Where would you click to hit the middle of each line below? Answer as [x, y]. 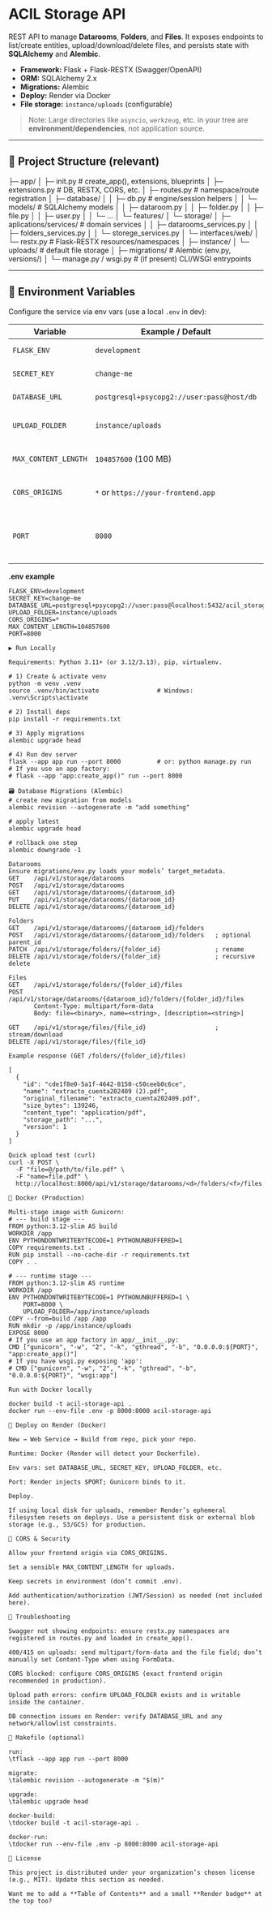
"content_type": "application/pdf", [85, 1113]
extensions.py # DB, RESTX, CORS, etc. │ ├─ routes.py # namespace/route [134, 190]
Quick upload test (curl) [52, 1155]
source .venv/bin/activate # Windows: [101, 691]
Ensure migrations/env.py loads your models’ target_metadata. [117, 871]
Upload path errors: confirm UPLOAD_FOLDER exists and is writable [125, 1695]
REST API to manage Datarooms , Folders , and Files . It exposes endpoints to [136, 37]
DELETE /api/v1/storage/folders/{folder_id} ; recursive [132, 956]
